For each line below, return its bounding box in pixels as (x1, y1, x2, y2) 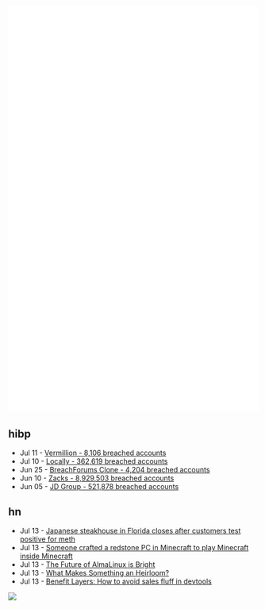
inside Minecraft (19, 551, 73, 561)
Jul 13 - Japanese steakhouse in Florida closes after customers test (19, 526, 241, 536)
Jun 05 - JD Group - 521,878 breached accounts (19, 482, 179, 491)
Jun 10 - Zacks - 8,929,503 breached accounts (19, 473, 175, 483)
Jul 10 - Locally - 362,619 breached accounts (19, 457, 168, 466)
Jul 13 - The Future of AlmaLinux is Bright (19, 560, 156, 569)
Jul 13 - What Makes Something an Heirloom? (19, 569, 169, 578)
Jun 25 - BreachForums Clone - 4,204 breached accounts (19, 465, 210, 475)
